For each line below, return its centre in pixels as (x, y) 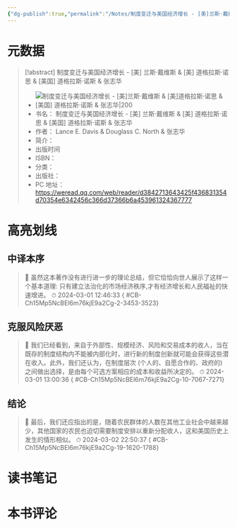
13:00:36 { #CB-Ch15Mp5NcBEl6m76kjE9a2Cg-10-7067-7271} (134, 380)
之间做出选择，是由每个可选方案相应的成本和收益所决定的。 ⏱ (114, 371)
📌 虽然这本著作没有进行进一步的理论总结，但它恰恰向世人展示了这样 (123, 277)
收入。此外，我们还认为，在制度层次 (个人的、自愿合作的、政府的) (127, 363)
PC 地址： (50, 184)
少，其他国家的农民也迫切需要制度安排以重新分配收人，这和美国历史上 (127, 431)
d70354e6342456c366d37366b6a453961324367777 (114, 199)
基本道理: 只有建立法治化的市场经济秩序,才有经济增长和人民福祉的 (126, 286)
